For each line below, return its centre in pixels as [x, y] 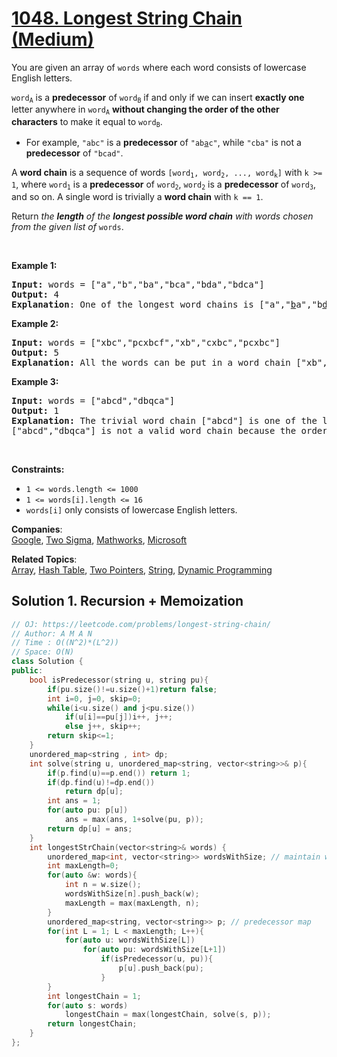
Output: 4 [35, 294]
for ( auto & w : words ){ [92, 875]
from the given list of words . [67, 226]
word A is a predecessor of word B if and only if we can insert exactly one [158, 98]
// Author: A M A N [52, 633]
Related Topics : [44, 559]
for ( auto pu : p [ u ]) [88, 810]
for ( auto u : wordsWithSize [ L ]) [130, 940]
